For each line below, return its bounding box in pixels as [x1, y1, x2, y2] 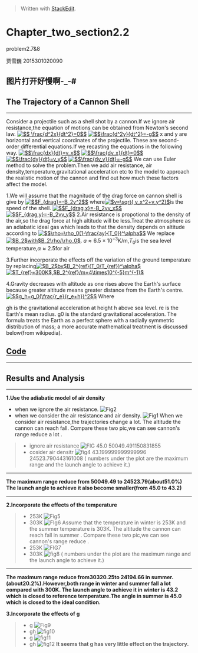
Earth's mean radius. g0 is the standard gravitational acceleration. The [6, 310, 177, 318]
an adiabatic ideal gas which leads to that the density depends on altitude [6, 224, 185, 231]
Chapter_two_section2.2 [6, 26, 130, 39]
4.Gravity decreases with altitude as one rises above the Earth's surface [6, 280, 181, 287]
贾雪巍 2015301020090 [6, 57, 63, 64]
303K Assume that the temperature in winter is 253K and [29, 519, 186, 526]
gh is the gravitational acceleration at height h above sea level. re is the [6, 304, 179, 311]
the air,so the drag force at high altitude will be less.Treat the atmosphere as [6, 217, 191, 224]
